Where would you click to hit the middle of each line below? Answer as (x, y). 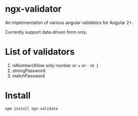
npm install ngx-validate (31, 109)
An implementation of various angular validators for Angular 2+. (69, 23)
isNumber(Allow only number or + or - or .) (55, 65)
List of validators (40, 52)
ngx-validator (34, 9)
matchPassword (28, 76)
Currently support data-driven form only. (46, 32)
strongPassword (29, 70)
